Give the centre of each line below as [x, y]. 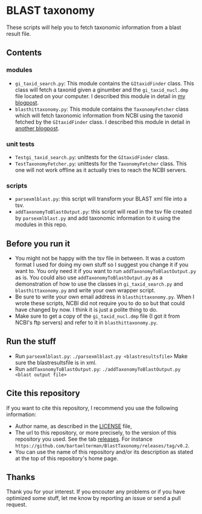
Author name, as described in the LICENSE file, [74, 426]
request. [17, 505]
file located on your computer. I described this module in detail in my [100, 96]
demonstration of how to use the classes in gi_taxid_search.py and [99, 284]
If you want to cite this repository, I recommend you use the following [92, 408]
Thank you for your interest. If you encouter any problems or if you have [96, 492]
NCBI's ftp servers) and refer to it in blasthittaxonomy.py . [86, 323]
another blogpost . [37, 128]
